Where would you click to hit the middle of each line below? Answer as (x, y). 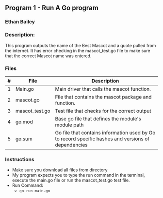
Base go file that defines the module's (98, 118)
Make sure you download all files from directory (60, 170)
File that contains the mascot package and (103, 97)
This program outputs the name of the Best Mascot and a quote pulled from (81, 45)
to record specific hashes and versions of (102, 139)
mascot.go (27, 100)
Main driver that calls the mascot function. (103, 89)
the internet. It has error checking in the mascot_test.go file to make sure (78, 50)
